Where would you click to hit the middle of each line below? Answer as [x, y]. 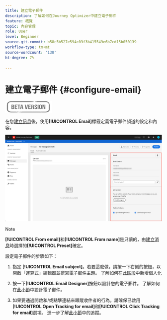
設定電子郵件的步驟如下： [31, 256]
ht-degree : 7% [20, 58]
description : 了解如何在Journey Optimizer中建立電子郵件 [61, 16]
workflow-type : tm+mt [28, 47]
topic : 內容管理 [20, 26]
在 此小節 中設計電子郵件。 [39, 289]
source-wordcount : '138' [31, 52]
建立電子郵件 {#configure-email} [73, 90]
